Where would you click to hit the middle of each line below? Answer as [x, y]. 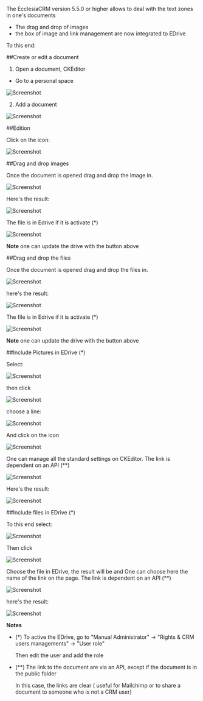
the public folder [36, 674]
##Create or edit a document [43, 57]
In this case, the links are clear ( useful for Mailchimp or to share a [98, 685]
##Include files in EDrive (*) [41, 512]
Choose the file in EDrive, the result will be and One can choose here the [97, 571]
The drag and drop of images [52, 27]
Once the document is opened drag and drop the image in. [80, 175]
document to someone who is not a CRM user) [73, 692]
